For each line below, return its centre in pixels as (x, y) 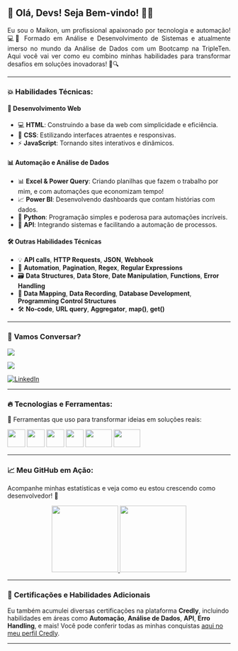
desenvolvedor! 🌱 (33, 496)
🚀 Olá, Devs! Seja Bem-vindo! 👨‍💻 (80, 13)
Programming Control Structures (67, 301)
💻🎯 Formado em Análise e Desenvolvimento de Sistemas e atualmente (119, 38)
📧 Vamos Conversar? (44, 337)
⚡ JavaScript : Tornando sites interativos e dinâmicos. (96, 143)
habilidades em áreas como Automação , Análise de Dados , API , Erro (109, 618)
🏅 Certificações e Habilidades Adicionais (79, 595)
